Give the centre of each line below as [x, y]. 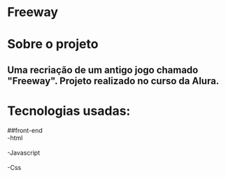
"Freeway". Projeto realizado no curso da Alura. [113, 81]
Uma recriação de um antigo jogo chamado [103, 70]
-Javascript [24, 153]
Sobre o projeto [53, 44]
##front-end [25, 130]
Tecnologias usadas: [69, 111]
